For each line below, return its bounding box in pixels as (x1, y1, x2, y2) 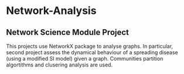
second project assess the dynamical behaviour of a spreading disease (6, 49, 178, 56)
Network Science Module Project (6, 27, 130, 37)
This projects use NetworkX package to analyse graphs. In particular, (6, 43, 173, 50)
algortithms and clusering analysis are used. (6, 61, 113, 68)
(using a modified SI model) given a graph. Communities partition (6, 55, 163, 62)
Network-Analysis (6, 4, 97, 17)
